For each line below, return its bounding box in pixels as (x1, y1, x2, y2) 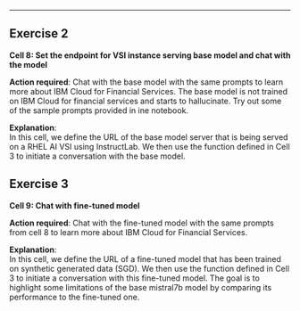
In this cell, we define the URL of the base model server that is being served (9, 131, 288, 143)
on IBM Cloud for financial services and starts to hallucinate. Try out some (9, 95, 282, 106)
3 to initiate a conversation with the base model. (9, 151, 186, 161)
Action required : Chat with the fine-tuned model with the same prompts (9, 217, 274, 228)
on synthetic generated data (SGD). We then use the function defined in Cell (9, 263, 290, 274)
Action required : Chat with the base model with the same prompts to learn (9, 77, 284, 87)
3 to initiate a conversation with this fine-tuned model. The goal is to (9, 273, 261, 283)
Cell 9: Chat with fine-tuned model (9, 200, 140, 210)
